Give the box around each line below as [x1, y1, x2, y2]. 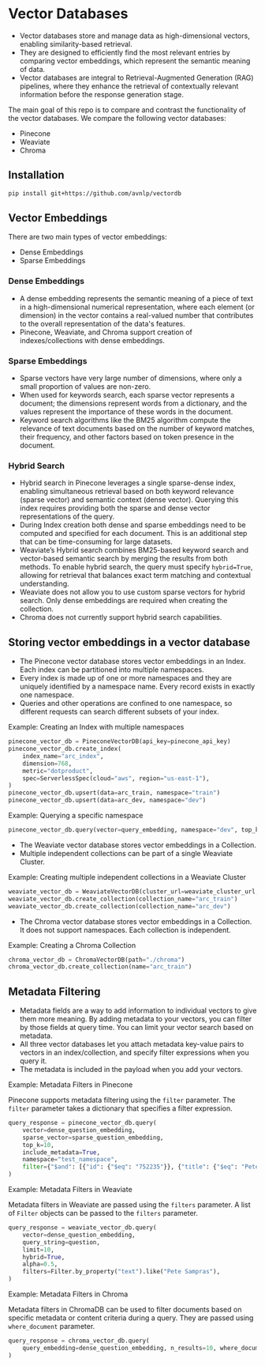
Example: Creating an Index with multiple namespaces [8, 723, 185, 732]
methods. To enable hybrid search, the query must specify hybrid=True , [19, 562, 253, 572]
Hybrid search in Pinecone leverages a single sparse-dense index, [19, 478, 236, 488]
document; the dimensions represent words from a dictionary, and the [19, 398, 248, 408]
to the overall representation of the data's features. [19, 319, 185, 328]
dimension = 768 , [22, 760, 73, 768]
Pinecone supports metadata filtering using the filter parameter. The [8, 1096, 236, 1105]
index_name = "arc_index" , [22, 752, 104, 760]
